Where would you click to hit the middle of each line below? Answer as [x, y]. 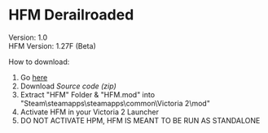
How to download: [39, 62]
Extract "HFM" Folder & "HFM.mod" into [88, 94]
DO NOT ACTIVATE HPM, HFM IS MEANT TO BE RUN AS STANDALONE [140, 120]
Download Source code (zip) [68, 86]
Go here [34, 77]
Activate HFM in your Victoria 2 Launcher [89, 112]
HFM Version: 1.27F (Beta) [52, 45]
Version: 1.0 [28, 37]
